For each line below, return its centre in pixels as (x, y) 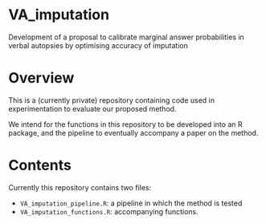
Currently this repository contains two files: (80, 187)
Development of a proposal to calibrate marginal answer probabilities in (127, 37)
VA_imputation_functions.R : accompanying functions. (109, 211)
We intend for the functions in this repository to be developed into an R (125, 124)
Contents (40, 165)
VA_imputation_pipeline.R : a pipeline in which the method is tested (131, 203)
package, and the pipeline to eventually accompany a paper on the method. (133, 132)
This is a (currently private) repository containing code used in (112, 100)
